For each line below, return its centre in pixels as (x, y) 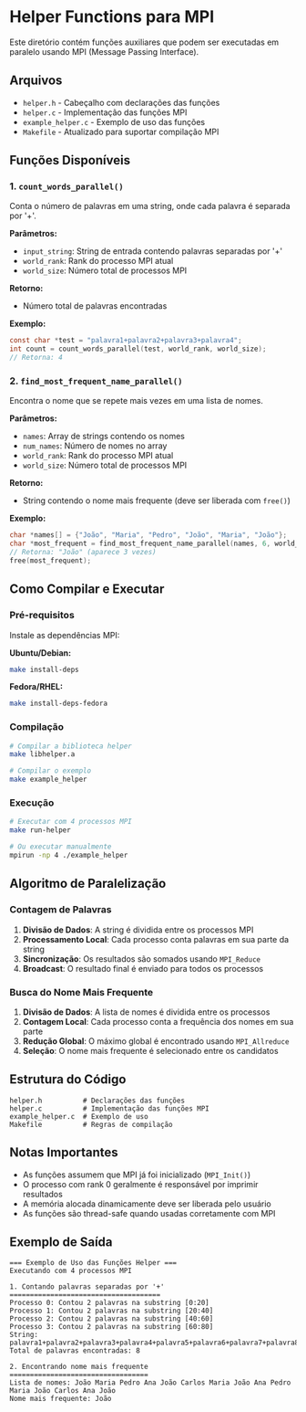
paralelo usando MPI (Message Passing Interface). (104, 51)
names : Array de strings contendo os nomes (103, 437)
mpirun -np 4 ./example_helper (69, 856)
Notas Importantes (64, 1153)
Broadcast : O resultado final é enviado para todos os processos (143, 968)
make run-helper (40, 830)
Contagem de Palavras (61, 910)
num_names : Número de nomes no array (95, 446)
